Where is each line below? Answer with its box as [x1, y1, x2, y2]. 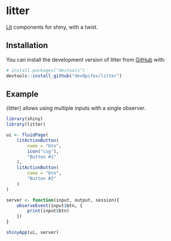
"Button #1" [27, 154, 57, 159]
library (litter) [6, 121, 46, 127]
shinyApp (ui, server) [6, 230, 59, 236]
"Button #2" [27, 176, 57, 182]
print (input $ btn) [27, 208, 69, 214]
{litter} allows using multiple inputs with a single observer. [6, 104, 146, 112]
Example [6, 89, 39, 99]
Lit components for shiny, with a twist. [6, 23, 98, 30]
